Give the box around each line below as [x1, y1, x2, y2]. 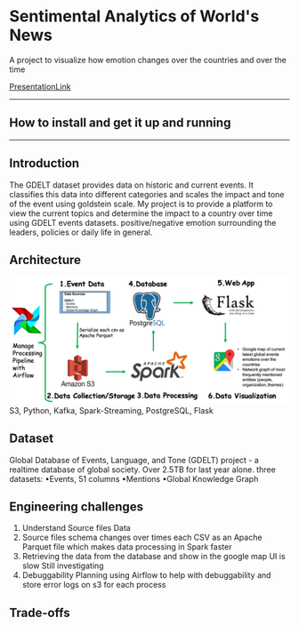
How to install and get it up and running [9, 116, 231, 131]
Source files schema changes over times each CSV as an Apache [21, 532, 263, 543]
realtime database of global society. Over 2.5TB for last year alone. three [9, 464, 276, 475]
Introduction [9, 156, 80, 171]
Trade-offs [9, 605, 70, 620]
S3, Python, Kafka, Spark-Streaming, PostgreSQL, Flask [9, 405, 214, 415]
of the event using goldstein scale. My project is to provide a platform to [9, 198, 273, 209]
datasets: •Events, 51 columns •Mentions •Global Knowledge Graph [9, 473, 259, 484]
